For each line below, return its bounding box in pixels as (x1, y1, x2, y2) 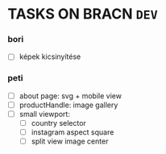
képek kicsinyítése (19, 52, 81, 61)
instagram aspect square (31, 127, 114, 137)
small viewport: (19, 109, 70, 119)
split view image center (31, 136, 109, 146)
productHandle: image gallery (19, 100, 118, 110)
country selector (31, 119, 86, 128)
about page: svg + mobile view (19, 90, 122, 101)
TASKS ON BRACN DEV (7, 5, 158, 23)
